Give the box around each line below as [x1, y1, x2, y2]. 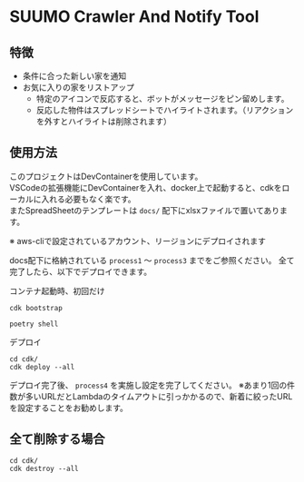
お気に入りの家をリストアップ [22, 82, 134, 93]
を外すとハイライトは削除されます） [35, 116, 172, 126]
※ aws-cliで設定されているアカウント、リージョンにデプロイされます [9, 235, 266, 246]
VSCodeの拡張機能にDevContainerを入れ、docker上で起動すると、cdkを [9, 182, 282, 192]
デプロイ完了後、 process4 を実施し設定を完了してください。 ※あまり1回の [9, 379, 288, 390]
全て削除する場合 [9, 431, 105, 447]
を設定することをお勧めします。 [9, 402, 129, 413]
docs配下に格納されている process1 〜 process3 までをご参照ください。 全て [9, 254, 295, 265]
